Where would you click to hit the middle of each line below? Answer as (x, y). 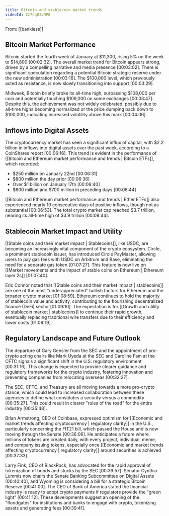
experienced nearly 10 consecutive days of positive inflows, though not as (82, 205)
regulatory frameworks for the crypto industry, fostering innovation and (79, 372)
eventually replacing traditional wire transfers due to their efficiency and (80, 317)
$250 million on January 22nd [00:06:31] (55, 174)
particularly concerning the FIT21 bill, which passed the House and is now (82, 428)
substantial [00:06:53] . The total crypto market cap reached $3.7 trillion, (80, 210)
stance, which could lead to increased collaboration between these (75, 392)
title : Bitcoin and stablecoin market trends (54, 10)
